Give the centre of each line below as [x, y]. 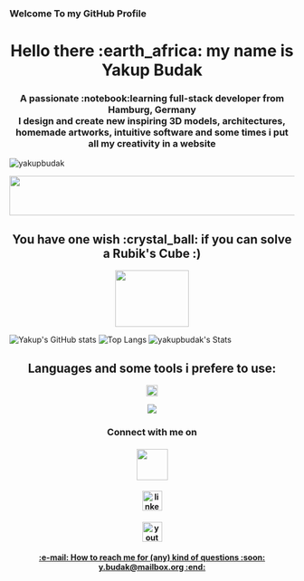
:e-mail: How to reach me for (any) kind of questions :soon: [152, 557]
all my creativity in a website [152, 144]
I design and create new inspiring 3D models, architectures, [152, 121]
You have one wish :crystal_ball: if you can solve [152, 239]
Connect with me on [152, 432]
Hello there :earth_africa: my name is [152, 51]
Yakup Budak [152, 70]
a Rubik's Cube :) [152, 253]
